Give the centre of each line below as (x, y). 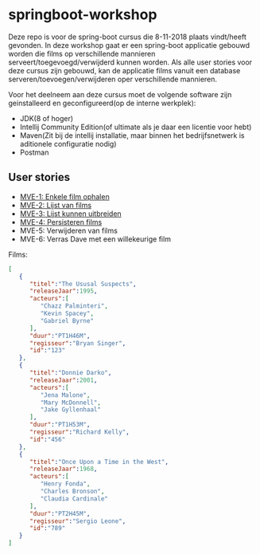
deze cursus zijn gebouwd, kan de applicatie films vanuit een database (124, 70)
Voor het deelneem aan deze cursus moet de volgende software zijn (120, 94)
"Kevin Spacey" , (67, 313)
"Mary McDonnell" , (71, 403)
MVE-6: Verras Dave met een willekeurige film (95, 239)
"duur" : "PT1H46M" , (60, 336)
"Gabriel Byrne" (67, 320)
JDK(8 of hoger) (47, 118)
